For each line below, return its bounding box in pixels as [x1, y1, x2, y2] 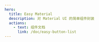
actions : [9, 20, 27, 26]
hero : [4, 7, 16, 12]
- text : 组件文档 [13, 25, 46, 30]
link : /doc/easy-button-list [17, 29, 77, 34]
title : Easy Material [9, 12, 53, 16]
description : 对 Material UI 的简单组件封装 [9, 16, 95, 21]
